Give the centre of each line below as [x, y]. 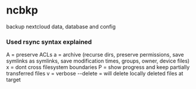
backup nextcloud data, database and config [61, 27]
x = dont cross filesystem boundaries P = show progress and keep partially [98, 67]
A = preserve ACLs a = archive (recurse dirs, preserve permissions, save [95, 55]
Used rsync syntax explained [49, 42]
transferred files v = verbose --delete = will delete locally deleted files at [95, 74]
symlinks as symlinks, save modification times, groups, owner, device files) [98, 61]
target [13, 80]
